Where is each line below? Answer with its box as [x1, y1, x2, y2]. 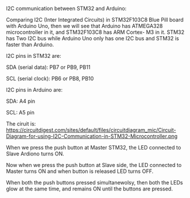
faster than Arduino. [6, 41, 54, 48]
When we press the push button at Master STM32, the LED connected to [6, 144, 181, 151]
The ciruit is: [6, 120, 36, 127]
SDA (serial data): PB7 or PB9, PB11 [6, 64, 91, 71]
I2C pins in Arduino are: [6, 86, 63, 93]
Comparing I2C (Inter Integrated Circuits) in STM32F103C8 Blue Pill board [6, 16, 184, 23]
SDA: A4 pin [6, 98, 36, 105]
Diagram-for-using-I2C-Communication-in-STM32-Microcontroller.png [6, 133, 178, 140]
